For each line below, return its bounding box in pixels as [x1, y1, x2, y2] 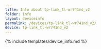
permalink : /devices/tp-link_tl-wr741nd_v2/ [5, 20, 97, 26]
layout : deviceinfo [5, 16, 45, 21]
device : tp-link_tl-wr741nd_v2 [5, 25, 68, 30]
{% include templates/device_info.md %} [5, 38, 87, 44]
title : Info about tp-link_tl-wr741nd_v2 [5, 7, 90, 12]
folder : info [5, 12, 32, 16]
